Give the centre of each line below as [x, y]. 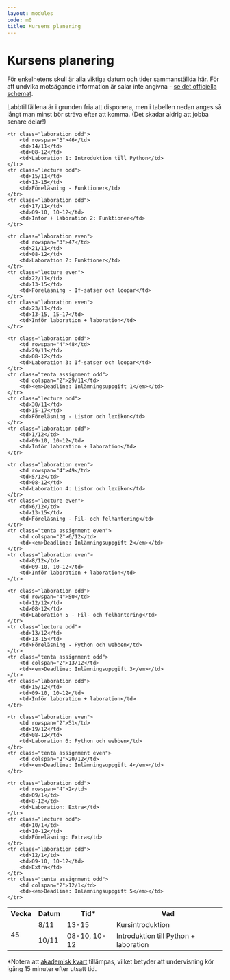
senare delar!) [27, 122]
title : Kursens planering [44, 26]
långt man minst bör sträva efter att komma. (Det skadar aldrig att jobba [108, 115]
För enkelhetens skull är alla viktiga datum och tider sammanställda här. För [113, 79]
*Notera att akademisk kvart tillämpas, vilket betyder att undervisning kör [111, 961]
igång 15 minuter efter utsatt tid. [52, 969]
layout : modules [30, 13]
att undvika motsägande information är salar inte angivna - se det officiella [112, 87]
